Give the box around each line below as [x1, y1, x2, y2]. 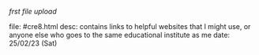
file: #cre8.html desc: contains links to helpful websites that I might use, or [9, 22, 251, 31]
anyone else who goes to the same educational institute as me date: [9, 31, 231, 39]
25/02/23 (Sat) [9, 38, 58, 48]
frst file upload [9, 7, 58, 16]
